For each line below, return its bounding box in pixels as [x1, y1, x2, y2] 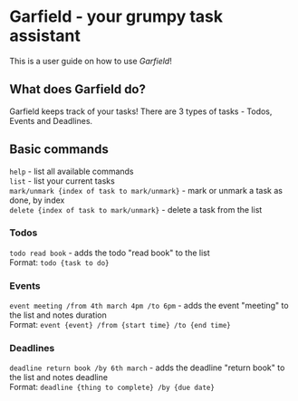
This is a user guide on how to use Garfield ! [9, 55, 172, 66]
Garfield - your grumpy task [9, 6, 224, 27]
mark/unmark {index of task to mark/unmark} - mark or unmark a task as [9, 185, 284, 196]
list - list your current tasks [9, 175, 115, 186]
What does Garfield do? [9, 81, 147, 97]
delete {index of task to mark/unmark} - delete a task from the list [9, 204, 263, 215]
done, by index [9, 195, 65, 205]
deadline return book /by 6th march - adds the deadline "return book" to [9, 362, 285, 373]
